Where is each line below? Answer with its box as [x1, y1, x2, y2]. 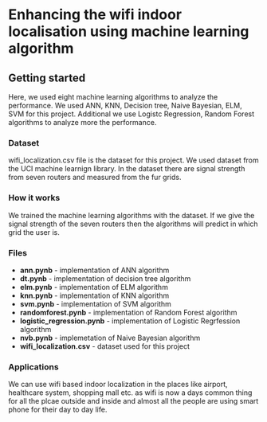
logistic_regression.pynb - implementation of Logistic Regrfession [19, 316, 241, 326]
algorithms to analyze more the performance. [8, 118, 157, 127]
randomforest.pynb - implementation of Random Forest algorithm [19, 307, 238, 317]
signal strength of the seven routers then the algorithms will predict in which [8, 219, 258, 229]
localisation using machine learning [8, 22, 249, 41]
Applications [8, 361, 59, 372]
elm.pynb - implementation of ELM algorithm [19, 282, 169, 291]
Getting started [8, 71, 86, 84]
